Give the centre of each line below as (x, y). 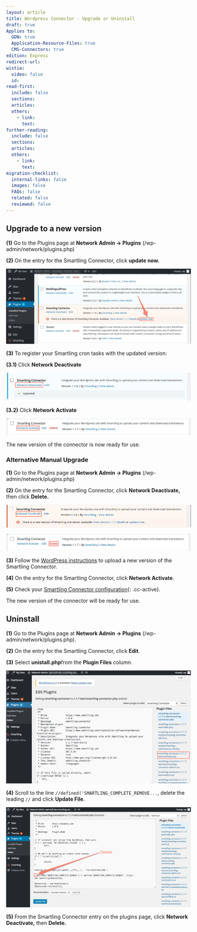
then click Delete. (28, 496)
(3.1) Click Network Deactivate (44, 365)
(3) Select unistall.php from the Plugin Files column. (69, 662)
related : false (30, 198)
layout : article (26, 12)
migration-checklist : (33, 173)
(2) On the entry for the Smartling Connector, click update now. (83, 260)
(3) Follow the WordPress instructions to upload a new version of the (89, 560)
